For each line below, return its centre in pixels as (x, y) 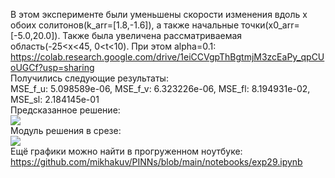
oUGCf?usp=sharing (52, 67)
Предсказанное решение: (65, 110)
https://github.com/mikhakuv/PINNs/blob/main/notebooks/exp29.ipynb (156, 162)
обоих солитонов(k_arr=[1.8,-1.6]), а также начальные (125, 25)
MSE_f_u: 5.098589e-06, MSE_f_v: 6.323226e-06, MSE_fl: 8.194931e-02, (160, 88)
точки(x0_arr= (270, 25)
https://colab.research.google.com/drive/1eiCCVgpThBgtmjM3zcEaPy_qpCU (167, 57)
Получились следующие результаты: (89, 78)
